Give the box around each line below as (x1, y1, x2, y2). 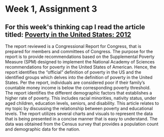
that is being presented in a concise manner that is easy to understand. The (5, 116, 158, 121)
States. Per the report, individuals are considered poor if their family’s (5, 79, 145, 85)
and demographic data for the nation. (5, 126, 80, 132)
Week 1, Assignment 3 (5, 3, 97, 15)
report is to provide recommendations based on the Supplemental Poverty (5, 54, 155, 59)
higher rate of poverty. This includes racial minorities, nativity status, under (5, 95, 157, 101)
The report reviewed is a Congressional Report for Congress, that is (5, 43, 141, 49)
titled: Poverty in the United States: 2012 (5, 30, 131, 39)
